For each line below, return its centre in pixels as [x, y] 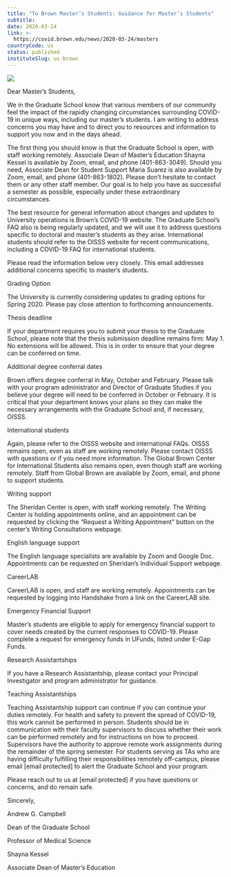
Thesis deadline [30, 317]
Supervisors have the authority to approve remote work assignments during [115, 744]
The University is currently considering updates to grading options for [106, 297]
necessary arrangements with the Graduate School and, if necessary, [106, 409]
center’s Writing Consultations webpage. [65, 529]
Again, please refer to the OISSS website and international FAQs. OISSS [109, 443]
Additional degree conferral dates [55, 366]
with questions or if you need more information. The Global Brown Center [111, 458]
